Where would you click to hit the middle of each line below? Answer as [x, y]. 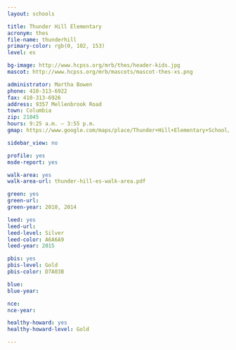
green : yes [23, 194]
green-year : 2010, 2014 [42, 207]
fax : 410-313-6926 [34, 98]
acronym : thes [28, 33]
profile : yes [26, 155]
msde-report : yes [33, 162]
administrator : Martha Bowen [50, 84]
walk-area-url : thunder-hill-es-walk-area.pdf [77, 181]
